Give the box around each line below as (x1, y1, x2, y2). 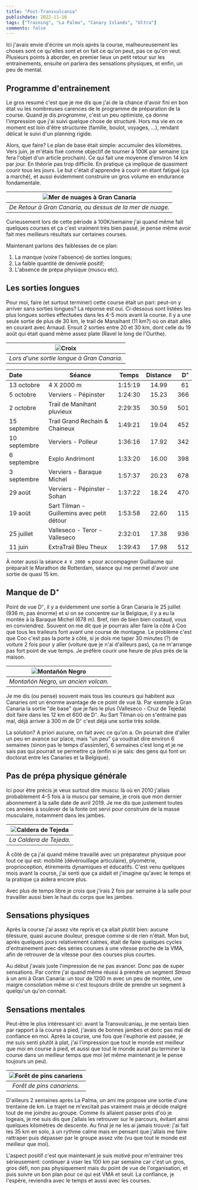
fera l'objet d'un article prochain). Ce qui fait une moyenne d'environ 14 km (6, 154, 188, 161)
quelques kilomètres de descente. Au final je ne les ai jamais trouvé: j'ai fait (6, 1122, 189, 1129)
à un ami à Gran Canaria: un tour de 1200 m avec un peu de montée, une (6, 975, 183, 982)
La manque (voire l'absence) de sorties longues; (14, 254, 133, 261)
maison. (6, 653, 25, 660)
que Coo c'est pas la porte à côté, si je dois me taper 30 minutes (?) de (6, 634, 179, 642)
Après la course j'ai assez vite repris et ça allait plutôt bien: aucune (6, 926, 169, 933)
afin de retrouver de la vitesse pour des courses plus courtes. (6, 951, 156, 958)
